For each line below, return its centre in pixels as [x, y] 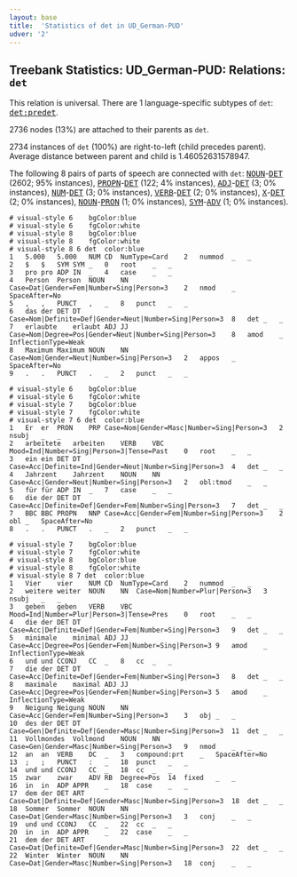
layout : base [33, 17]
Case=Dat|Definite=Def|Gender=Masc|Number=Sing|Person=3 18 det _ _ [146, 801]
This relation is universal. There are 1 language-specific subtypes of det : [141, 103]
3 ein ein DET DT [45, 459]
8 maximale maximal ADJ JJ [69, 685]
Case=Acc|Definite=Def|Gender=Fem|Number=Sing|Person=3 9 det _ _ [146, 630]
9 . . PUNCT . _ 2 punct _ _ [99, 374]
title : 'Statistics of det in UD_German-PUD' [97, 26]
